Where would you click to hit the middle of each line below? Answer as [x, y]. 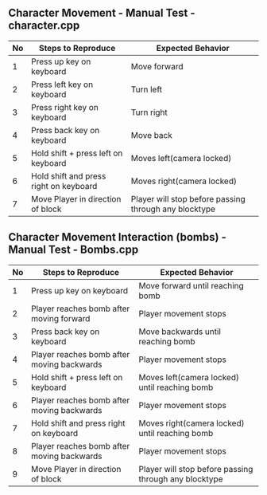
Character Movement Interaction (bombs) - [117, 237]
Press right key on [65, 107]
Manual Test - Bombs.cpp [74, 250]
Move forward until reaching [191, 285]
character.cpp [44, 26]
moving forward [61, 318]
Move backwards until [180, 332]
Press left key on [62, 84]
